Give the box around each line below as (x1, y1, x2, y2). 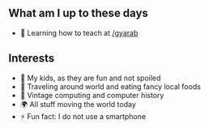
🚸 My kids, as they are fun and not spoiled (19, 73, 161, 83)
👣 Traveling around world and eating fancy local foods (19, 81, 201, 92)
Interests (8, 52, 55, 66)
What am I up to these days (8, 6, 148, 20)
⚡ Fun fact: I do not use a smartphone (19, 111, 147, 121)
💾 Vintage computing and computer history (19, 90, 164, 100)
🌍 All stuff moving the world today (19, 99, 136, 109)
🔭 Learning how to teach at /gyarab (19, 28, 139, 37)
